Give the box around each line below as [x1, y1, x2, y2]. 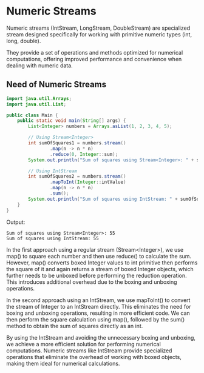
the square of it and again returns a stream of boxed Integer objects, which [6, 265, 194, 272]
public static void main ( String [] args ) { [17, 118, 126, 124]
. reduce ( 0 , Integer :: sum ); [49, 151, 118, 157]
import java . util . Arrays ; [6, 95, 72, 101]
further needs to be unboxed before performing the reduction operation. [6, 272, 187, 279]
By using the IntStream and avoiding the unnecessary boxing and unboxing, [6, 334, 196, 341]
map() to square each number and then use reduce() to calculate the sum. [6, 252, 192, 260]
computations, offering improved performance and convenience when [6, 55, 182, 62]
